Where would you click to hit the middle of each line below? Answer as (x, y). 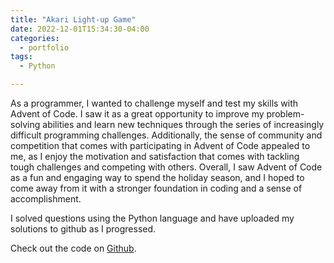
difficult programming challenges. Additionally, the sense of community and (166, 135)
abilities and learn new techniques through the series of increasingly (183, 124)
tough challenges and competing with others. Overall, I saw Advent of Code (166, 167)
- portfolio (44, 47)
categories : (35, 38)
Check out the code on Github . (73, 248)
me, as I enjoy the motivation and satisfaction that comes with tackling (155, 156)
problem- (285, 114)
